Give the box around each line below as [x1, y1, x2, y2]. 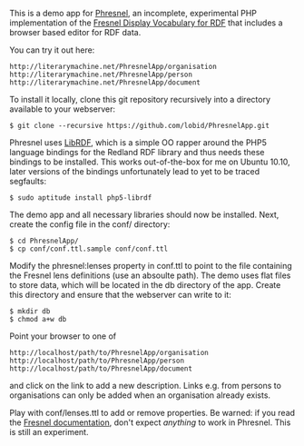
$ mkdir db [9, 307, 51, 316]
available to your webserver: [9, 104, 116, 114]
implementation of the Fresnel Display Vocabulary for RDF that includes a [9, 17, 283, 28]
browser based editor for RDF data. [9, 27, 142, 37]
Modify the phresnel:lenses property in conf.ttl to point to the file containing [9, 261, 292, 271]
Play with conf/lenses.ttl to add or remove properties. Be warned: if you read [9, 408, 296, 418]
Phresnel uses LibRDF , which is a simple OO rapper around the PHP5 [9, 137, 268, 148]
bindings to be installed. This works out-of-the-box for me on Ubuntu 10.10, [9, 156, 290, 167]
